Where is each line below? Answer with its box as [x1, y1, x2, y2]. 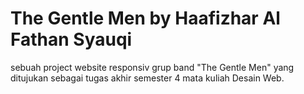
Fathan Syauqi [10, 28, 133, 51]
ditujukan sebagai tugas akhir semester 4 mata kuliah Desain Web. [10, 72, 285, 84]
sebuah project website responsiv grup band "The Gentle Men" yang [10, 61, 295, 73]
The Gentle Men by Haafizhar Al [10, 7, 281, 30]
